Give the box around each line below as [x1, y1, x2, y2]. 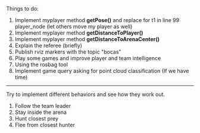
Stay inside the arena [14, 109, 67, 116]
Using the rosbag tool [14, 61, 68, 68]
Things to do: [6, 5, 39, 12]
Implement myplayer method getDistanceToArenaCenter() [14, 36, 160, 42]
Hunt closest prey [14, 115, 58, 122]
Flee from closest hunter [14, 122, 76, 128]
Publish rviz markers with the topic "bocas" [14, 48, 121, 55]
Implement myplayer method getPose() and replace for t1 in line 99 [14, 17, 180, 23]
